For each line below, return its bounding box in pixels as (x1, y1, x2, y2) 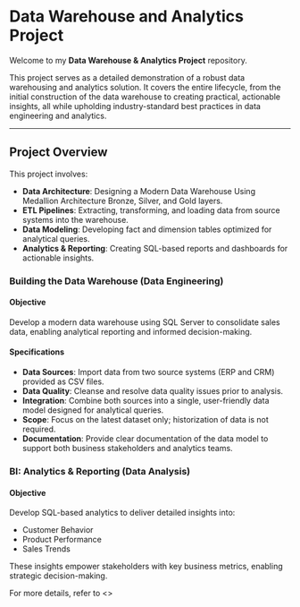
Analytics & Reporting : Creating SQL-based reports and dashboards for (21, 243, 288, 253)
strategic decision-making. (9, 570, 108, 581)
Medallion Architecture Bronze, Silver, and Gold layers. (21, 195, 223, 206)
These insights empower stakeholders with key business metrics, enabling (9, 561, 283, 572)
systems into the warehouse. (21, 214, 129, 225)
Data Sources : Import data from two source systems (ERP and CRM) (21, 367, 275, 378)
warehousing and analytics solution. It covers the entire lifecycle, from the (9, 81, 281, 92)
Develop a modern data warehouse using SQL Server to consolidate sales (9, 316, 280, 328)
